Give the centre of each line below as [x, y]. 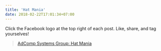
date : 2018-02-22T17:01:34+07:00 [40, 14]
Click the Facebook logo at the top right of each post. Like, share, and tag [81, 28]
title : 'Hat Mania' [25, 10]
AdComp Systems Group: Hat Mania [55, 43]
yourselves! [17, 34]
